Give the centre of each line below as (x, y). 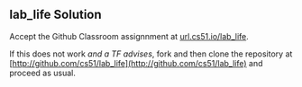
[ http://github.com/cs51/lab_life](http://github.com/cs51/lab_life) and (136, 63)
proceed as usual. (43, 73)
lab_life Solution (55, 15)
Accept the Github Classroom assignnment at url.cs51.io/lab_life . (129, 36)
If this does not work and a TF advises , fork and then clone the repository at (151, 54)
